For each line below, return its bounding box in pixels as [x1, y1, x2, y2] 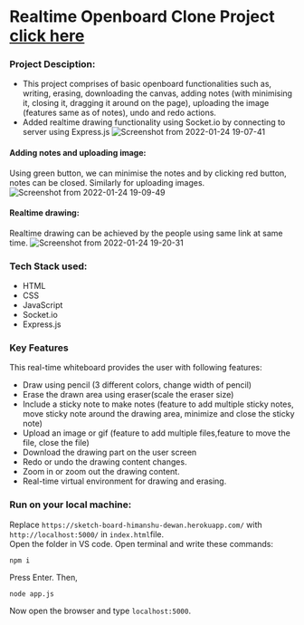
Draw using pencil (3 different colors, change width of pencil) [22, 380, 252, 390]
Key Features [9, 341, 70, 354]
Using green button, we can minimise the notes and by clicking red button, [9, 168, 287, 178]
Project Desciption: [9, 58, 96, 71]
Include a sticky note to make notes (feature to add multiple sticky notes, [22, 399, 294, 409]
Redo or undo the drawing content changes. [22, 457, 187, 467]
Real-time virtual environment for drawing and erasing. [22, 476, 227, 486]
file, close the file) [22, 437, 90, 448]
